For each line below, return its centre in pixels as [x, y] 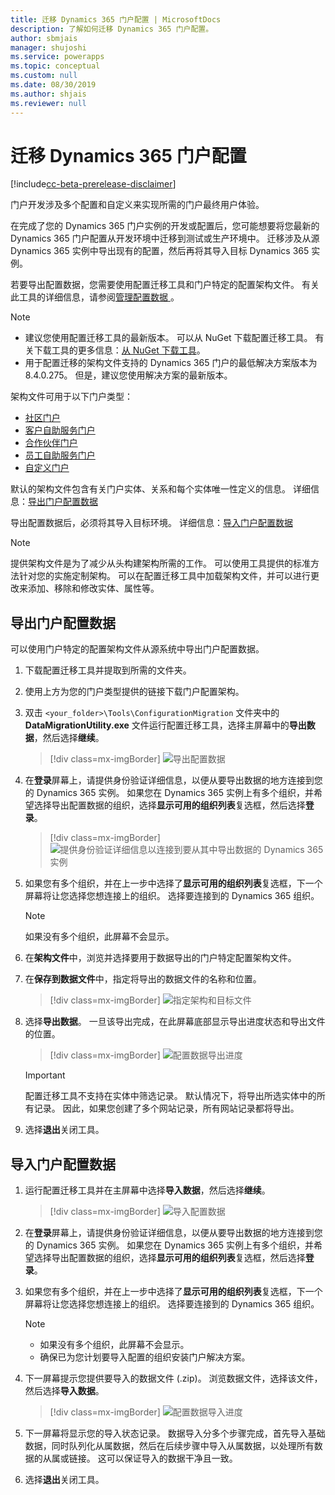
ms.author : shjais [48, 94]
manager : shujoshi [48, 47]
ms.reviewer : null [48, 103]
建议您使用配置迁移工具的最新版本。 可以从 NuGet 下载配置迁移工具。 [168, 338]
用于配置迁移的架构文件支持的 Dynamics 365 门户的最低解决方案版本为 [171, 363]
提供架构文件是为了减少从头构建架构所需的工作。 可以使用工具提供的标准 [160, 563]
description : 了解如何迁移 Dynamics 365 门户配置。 [112, 29]
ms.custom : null [44, 76]
